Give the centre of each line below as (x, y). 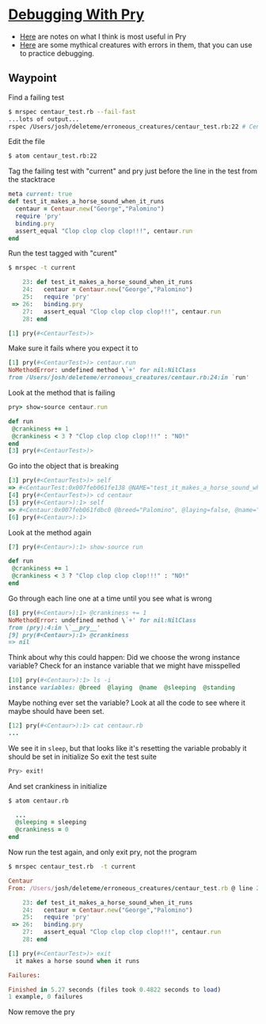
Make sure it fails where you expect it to (73, 348)
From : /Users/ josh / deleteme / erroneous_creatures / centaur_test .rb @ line (131, 888)
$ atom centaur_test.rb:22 (53, 156)
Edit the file (27, 142)
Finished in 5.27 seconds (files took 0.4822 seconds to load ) (115, 990)
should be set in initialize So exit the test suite (82, 757)
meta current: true (40, 194)
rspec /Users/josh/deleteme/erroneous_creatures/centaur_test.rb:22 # (127, 127)
